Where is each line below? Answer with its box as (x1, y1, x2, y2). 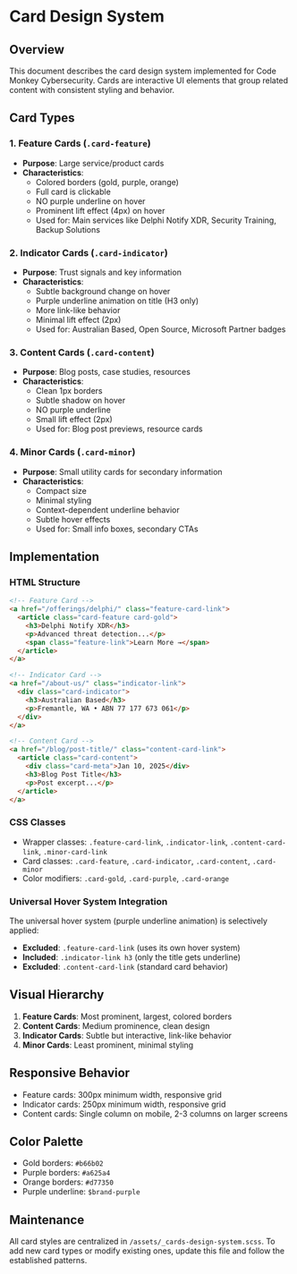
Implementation (9, 548, 100, 565)
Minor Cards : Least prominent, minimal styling (21, 1040, 194, 1050)
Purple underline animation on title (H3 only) (35, 295, 199, 306)
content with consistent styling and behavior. (9, 85, 175, 95)
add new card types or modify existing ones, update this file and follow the (9, 1245, 284, 1256)
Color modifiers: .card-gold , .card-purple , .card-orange (21, 872, 230, 883)
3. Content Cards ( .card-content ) (9, 346, 155, 359)
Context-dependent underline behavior (35, 504, 181, 515)
